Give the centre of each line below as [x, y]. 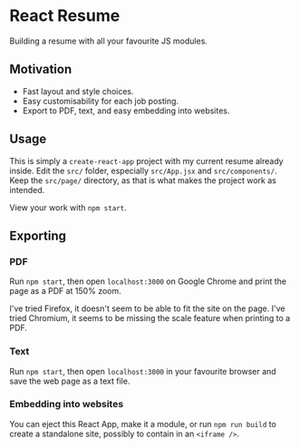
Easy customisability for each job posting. [101, 101]
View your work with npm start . [68, 207]
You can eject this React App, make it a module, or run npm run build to [143, 424]
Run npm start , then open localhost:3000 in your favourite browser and [143, 371]
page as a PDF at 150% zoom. [65, 291]
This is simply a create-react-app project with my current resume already [146, 161]
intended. [27, 190]
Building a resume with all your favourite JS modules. [109, 41]
